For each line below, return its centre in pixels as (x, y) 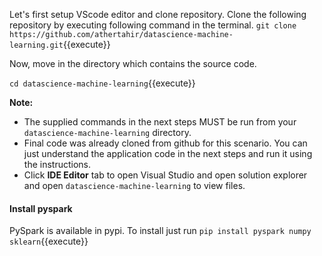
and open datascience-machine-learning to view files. (134, 185)
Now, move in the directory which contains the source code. (133, 63)
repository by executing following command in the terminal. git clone (153, 25)
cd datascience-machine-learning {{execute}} (102, 83)
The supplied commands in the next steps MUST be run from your (160, 122)
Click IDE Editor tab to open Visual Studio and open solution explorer (165, 175)
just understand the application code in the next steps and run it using (168, 153)
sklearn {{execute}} (49, 241)
